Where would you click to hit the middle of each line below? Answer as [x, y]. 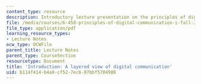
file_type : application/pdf [41, 28]
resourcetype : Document [36, 61]
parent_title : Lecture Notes [42, 50]
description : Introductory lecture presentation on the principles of [96, 17]
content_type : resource [36, 12]
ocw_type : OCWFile [29, 45]
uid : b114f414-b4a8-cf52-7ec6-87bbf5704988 [61, 72]
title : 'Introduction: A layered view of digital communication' [89, 67]
